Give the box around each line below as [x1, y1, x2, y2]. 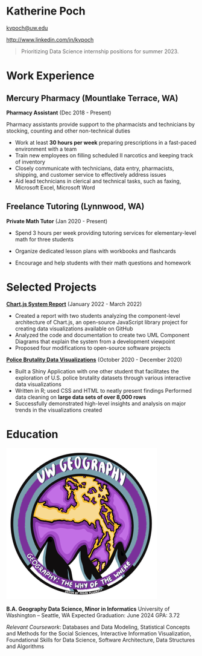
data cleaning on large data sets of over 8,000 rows [14, 393, 147, 401]
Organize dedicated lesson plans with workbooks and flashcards [14, 247, 176, 255]
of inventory [14, 158, 45, 165]
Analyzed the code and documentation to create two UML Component [14, 331, 190, 338]
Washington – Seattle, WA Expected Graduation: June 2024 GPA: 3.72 [6, 611, 180, 618]
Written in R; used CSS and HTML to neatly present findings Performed [14, 387, 192, 394]
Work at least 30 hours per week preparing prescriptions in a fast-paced [14, 139, 197, 146]
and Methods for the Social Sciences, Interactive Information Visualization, [6, 629, 192, 637]
